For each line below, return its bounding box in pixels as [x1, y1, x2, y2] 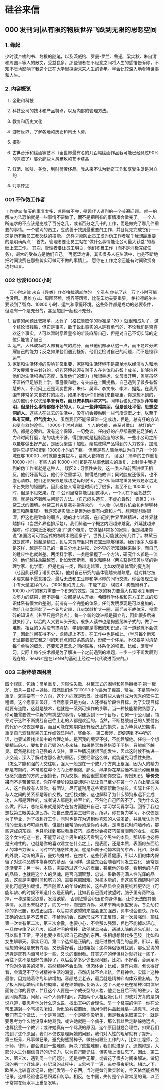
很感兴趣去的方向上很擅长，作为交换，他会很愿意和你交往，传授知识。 [5, 773, 146, 779]
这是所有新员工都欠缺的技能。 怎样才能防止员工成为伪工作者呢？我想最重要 [5, 233, 156, 239]
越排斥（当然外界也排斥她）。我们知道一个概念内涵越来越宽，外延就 [12, 520, 147, 526]
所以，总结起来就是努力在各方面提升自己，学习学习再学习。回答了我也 [18, 803, 159, 810]
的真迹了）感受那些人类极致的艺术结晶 [12, 156, 89, 162]
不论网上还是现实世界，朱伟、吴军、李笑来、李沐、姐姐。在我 [29, 385, 154, 391]
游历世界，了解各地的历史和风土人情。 [12, 129, 89, 135]
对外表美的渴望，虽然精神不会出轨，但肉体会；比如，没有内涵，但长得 [13, 963, 155, 969]
